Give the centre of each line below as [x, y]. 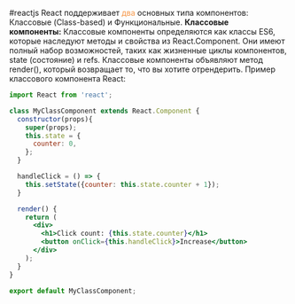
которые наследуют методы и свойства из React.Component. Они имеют [147, 41]
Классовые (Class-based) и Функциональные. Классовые [119, 22]
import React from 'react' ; [61, 95]
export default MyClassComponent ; [73, 291]
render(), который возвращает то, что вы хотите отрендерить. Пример [143, 69]
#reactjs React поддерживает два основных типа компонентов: [129, 13]
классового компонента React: [68, 78]
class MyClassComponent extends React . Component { [105, 111]
